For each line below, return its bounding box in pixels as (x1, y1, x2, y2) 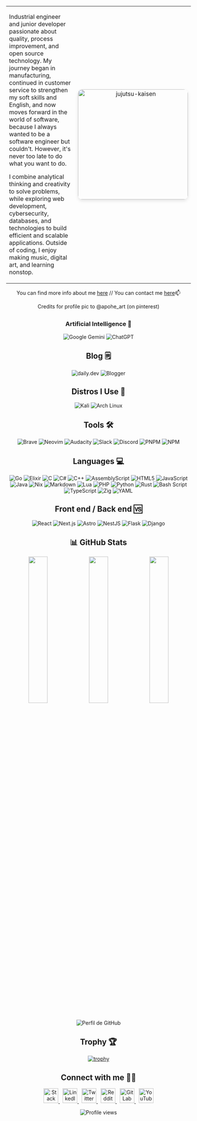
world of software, (9, 116, 60, 123)
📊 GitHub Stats (70, 537, 127, 548)
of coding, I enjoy (9, 246, 57, 254)
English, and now (9, 101, 56, 109)
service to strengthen (9, 86, 69, 94)
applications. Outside (9, 239, 67, 247)
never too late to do (9, 152, 63, 160)
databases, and (9, 217, 52, 225)
